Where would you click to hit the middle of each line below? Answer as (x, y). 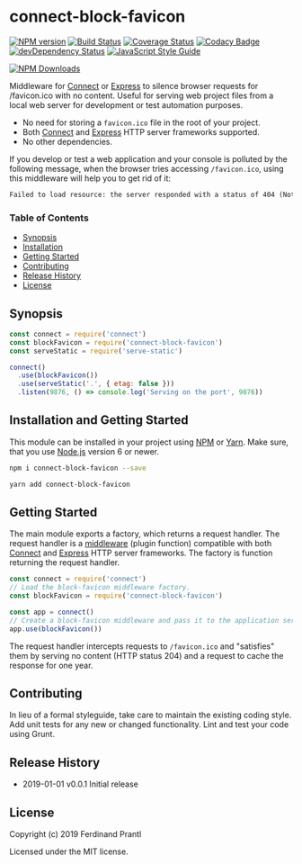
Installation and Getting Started (99, 420)
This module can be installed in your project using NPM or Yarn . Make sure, (149, 442)
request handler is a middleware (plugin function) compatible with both (141, 544)
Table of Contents (49, 218)
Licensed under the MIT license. (69, 851)
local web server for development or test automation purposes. (126, 104)
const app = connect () (52, 612)
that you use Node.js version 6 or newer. (84, 451)
